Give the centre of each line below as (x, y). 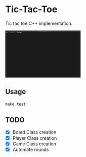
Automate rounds (31, 149)
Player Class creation (35, 138)
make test (16, 104)
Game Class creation (34, 144)
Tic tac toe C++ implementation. (39, 23)
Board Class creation (34, 132)
